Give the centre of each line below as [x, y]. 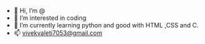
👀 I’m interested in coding [50, 18]
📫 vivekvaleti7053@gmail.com [58, 33]
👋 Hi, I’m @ [29, 11]
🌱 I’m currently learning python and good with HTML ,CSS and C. [106, 25]
